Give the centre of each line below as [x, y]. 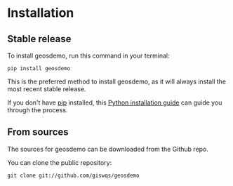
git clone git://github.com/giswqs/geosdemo [73, 175]
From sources [38, 132]
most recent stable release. [47, 89]
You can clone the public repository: [60, 162]
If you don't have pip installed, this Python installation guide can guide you [115, 102]
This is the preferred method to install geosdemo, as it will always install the [117, 81]
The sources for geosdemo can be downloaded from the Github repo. [108, 149]
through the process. [38, 110]
